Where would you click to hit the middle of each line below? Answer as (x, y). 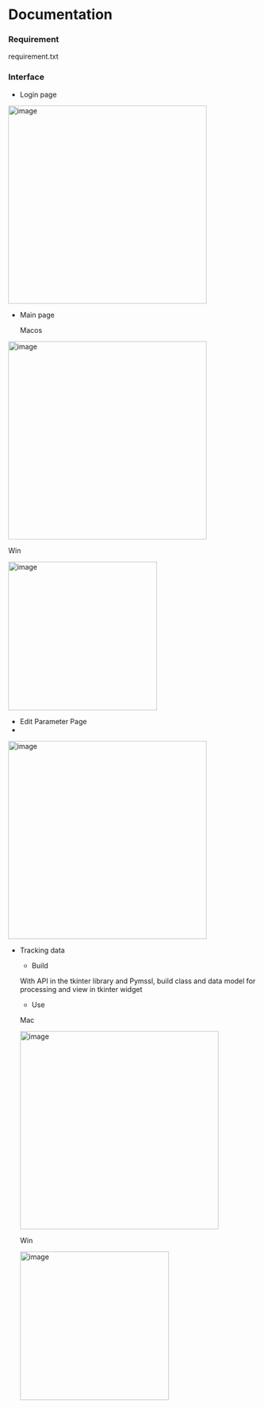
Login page (38, 94)
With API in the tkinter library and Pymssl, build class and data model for (138, 981)
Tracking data (42, 950)
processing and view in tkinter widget (81, 989)
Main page (37, 315)
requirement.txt (34, 56)
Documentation (61, 15)
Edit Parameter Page (53, 721)
